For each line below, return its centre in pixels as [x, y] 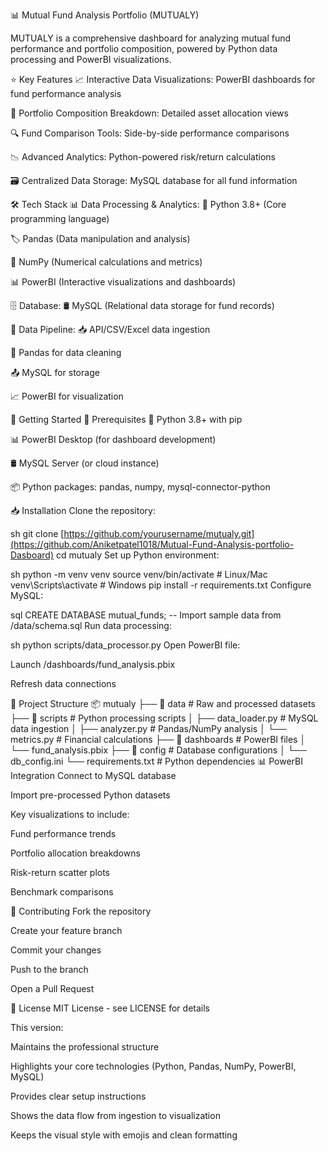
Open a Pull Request [52, 988]
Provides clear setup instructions [78, 1096]
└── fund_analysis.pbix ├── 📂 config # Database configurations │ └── [158, 750]
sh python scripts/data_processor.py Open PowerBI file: [125, 645]
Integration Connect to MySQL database [93, 775]
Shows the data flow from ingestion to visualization [115, 1115]
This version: [37, 1027]
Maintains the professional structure [85, 1047]
